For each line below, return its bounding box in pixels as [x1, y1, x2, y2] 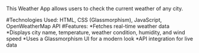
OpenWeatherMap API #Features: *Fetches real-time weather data [6, 23, 170, 29]
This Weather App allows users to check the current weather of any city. [6, 5, 184, 12]
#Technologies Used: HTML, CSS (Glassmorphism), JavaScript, [6, 16, 162, 23]
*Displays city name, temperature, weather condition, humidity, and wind [6, 29, 185, 36]
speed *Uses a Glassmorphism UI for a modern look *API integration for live [6, 35, 193, 42]
